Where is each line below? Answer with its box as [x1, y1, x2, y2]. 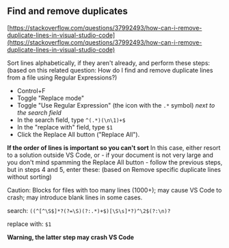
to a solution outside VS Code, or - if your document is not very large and [7, 151, 214, 159]
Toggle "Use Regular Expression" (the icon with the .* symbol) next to [16, 101, 215, 109]
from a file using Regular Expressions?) [7, 73, 118, 82]
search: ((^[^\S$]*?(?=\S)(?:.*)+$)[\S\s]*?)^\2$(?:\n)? [7, 206, 171, 214]
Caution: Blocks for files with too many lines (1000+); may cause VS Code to [7, 186, 222, 194]
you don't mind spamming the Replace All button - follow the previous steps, [7, 158, 223, 166]
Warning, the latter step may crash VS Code [7, 233, 135, 241]
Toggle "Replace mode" [16, 94, 84, 102]
